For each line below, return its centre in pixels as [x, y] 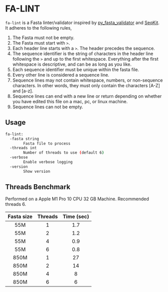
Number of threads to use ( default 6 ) [64, 153]
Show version [37, 171]
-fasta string [24, 139]
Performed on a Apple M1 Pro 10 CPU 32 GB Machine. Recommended [77, 199]
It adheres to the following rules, [38, 28]
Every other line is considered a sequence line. [61, 75]
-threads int [23, 148]
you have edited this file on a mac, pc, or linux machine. [70, 101]
